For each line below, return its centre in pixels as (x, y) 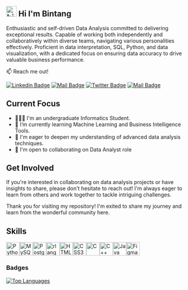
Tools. (22, 130)
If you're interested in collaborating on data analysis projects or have (90, 182)
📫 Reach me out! (27, 71)
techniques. (29, 143)
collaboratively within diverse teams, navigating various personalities (90, 41)
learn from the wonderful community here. (58, 212)
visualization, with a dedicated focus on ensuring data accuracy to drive (94, 53)
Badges (17, 268)
